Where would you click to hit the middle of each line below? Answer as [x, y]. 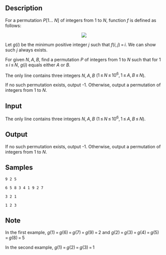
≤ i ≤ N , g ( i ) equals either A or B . [38, 65]
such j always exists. [26, 50]
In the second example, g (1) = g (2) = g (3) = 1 [50, 248]
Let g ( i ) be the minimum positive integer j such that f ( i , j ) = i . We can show [80, 44]
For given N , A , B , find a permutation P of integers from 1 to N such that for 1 [83, 59]
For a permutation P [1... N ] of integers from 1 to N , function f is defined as [81, 20]
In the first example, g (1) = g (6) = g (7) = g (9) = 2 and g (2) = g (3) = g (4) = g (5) [82, 233]
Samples [19, 167]
